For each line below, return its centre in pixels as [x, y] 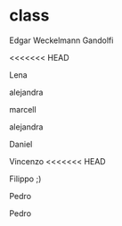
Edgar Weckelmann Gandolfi [61, 40]
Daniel [21, 144]
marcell [23, 109]
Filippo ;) [25, 179]
